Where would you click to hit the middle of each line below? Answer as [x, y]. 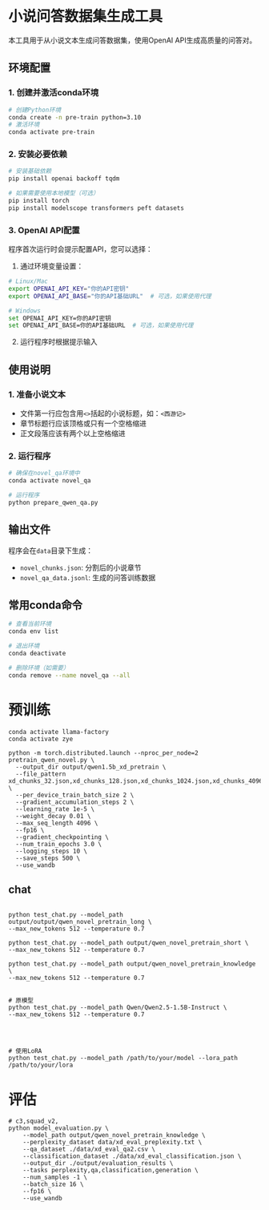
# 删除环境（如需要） [39, 668]
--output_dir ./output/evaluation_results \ [98, 1164]
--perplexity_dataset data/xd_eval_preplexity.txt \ [112, 1143]
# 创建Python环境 [35, 110]
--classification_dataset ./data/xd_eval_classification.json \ [132, 1156]
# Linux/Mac [28, 281]
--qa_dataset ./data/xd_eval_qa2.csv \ [89, 1149]
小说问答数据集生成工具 [86, 16]
